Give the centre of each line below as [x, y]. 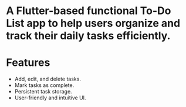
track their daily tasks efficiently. [88, 36]
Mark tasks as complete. [44, 85]
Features [28, 63]
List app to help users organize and [93, 23]
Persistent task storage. [43, 92]
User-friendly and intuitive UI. [50, 98]
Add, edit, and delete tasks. [48, 79]
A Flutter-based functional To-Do [89, 11]
